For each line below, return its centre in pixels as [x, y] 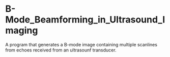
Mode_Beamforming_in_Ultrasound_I [85, 20]
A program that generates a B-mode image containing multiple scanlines [81, 44]
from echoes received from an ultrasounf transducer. [61, 50]
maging [22, 31]
